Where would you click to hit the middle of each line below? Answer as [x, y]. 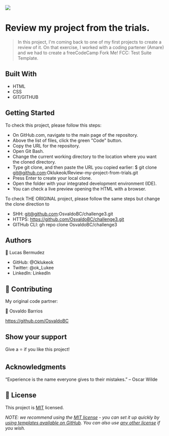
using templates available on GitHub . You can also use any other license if [83, 422]
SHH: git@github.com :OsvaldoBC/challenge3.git [63, 214]
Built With [21, 74]
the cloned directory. [34, 162]
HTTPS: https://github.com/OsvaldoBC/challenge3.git [68, 219]
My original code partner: [32, 301]
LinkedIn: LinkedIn [32, 273]
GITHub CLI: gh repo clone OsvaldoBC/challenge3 [65, 224]
